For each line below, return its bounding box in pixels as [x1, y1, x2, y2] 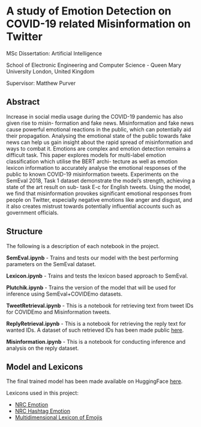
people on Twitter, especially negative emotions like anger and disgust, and [6, 196, 193, 203]
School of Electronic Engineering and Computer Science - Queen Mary [6, 61, 182, 69]
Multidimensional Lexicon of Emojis [14, 414, 103, 421]
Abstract [6, 97, 40, 107]
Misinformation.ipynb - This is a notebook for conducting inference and [6, 338, 186, 345]
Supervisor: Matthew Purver [6, 79, 76, 87]
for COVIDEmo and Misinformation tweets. [6, 308, 111, 316]
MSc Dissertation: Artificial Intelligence [6, 49, 102, 57]
